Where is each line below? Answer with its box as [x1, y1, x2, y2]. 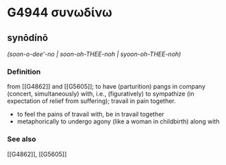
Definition [7, 67, 41, 76]
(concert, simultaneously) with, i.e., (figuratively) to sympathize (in [7, 90, 194, 98]
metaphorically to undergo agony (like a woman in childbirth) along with [16, 117, 220, 125]
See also [7, 134, 36, 144]
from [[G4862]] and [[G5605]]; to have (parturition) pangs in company [7, 82, 205, 91]
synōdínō [7, 32, 49, 44]
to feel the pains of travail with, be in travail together [16, 110, 164, 119]
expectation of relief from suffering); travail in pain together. [7, 97, 176, 105]
